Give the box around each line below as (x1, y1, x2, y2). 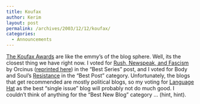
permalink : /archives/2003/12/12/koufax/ (6, 25, 111, 32)
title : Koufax (6, 8, 42, 15)
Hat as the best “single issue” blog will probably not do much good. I (6, 85, 175, 91)
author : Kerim (6, 14, 42, 20)
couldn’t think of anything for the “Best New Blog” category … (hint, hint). (6, 91, 187, 98)
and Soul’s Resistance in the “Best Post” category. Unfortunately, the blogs (6, 72, 190, 79)
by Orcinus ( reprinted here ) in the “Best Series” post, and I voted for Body (6, 66, 188, 72)
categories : (6, 31, 36, 37)
